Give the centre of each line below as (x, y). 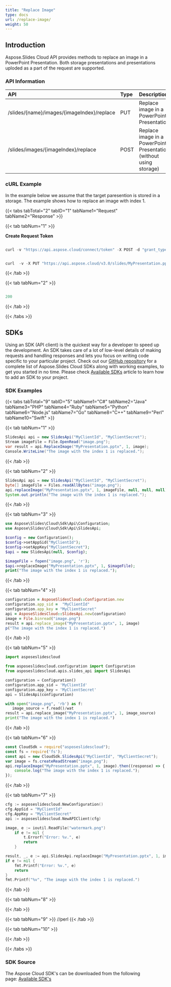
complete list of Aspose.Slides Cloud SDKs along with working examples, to (85, 367)
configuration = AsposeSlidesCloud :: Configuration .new (65, 600)
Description (153, 94)
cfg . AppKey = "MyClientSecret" (38, 814)
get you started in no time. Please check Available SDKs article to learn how (85, 372)
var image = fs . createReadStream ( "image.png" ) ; (57, 761)
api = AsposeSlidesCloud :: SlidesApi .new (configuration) (66, 614)
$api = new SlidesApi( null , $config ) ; (46, 552)
